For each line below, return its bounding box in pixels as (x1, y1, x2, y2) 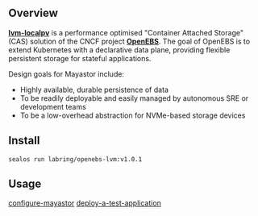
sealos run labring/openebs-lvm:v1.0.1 (8, 155, 143, 164)
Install (8, 134, 40, 147)
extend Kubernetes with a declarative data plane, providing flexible (8, 44, 231, 55)
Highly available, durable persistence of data (19, 85, 169, 94)
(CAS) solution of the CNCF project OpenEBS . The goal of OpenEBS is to (8, 36, 251, 46)
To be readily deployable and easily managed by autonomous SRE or (19, 93, 249, 103)
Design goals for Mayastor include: (8, 69, 125, 79)
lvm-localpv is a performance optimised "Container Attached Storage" (8, 27, 244, 37)
